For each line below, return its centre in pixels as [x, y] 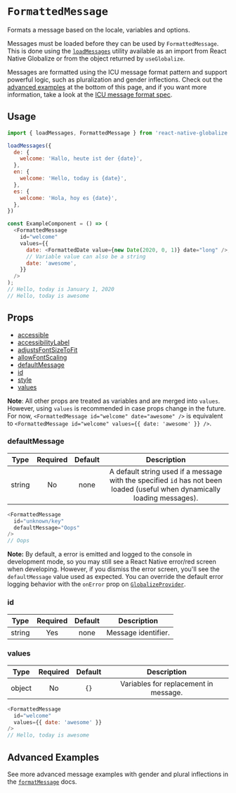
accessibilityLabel [44, 342]
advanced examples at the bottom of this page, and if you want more [107, 87]
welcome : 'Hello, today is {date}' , [74, 178]
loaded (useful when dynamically [166, 489]
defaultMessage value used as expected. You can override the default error [115, 577]
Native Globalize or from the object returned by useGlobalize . [96, 58]
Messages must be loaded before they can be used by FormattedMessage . [113, 43]
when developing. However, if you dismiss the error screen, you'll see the [113, 569]
